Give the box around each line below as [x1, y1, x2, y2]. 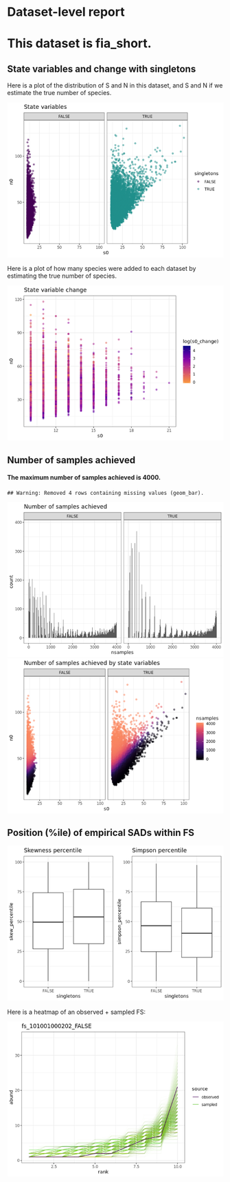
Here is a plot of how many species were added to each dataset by [7, 265, 196, 273]
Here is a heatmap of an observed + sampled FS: [7, 1008, 146, 1016]
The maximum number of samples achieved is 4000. [7, 473, 161, 482]
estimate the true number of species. [7, 89, 112, 97]
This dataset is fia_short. [7, 36, 152, 52]
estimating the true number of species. [7, 272, 117, 280]
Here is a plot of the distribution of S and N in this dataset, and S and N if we [7, 81, 223, 90]
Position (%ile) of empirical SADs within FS [7, 827, 194, 839]
